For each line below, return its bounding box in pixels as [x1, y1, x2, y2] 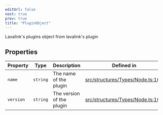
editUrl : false [5, 7, 36, 12]
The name [52, 71, 76, 77]
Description [52, 62, 81, 69]
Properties [5, 48, 38, 56]
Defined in [112, 62, 137, 69]
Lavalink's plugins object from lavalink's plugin [5, 34, 98, 40]
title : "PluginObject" [5, 20, 51, 26]
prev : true [5, 16, 27, 21]
